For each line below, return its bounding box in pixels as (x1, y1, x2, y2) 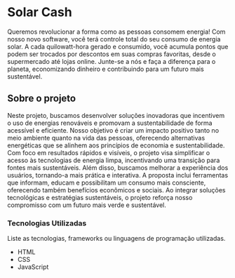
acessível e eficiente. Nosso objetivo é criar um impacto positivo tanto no (7, 126, 220, 134)
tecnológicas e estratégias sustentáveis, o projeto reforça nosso (7, 193, 193, 201)
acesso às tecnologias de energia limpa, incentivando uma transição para (7, 156, 220, 164)
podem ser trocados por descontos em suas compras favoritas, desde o (7, 50, 216, 58)
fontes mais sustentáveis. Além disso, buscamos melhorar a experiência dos (7, 163, 229, 172)
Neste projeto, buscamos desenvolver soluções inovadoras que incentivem (7, 111, 225, 119)
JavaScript (17, 263, 49, 271)
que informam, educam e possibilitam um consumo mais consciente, (7, 178, 206, 187)
